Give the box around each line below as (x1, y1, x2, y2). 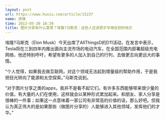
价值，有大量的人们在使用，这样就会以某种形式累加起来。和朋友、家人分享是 (5, 91, 160, 97)
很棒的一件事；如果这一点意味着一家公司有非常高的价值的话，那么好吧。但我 (5, 97, 160, 103)
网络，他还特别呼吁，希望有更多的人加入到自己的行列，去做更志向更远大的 (5, 52, 156, 58)
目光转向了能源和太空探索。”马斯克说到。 (9, 75, 91, 81)
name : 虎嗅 (5, 16, 26, 21)
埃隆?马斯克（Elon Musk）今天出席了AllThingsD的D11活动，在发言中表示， (5, 40, 156, 46)
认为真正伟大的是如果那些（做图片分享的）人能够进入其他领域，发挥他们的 (5, 104, 156, 110)
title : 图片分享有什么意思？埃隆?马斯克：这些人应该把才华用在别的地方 (5, 26, 133, 30)
